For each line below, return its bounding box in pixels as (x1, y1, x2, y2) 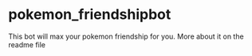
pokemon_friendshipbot (8, 6, 171, 24)
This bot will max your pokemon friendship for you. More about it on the (8, 32, 245, 41)
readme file (8, 39, 46, 49)
